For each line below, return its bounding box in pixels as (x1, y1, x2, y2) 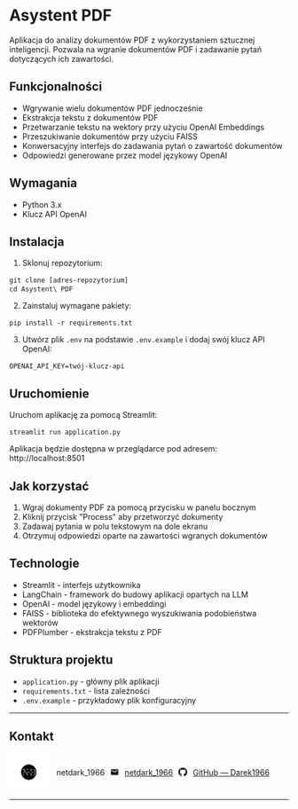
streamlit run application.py (9, 428, 122, 437)
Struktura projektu (9, 653, 114, 668)
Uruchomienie (9, 386, 90, 401)
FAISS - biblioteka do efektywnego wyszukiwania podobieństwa (21, 608, 257, 618)
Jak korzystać (9, 478, 90, 493)
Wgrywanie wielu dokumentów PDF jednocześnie (21, 103, 203, 114)
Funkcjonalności (9, 79, 103, 94)
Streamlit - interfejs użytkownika (21, 579, 141, 590)
